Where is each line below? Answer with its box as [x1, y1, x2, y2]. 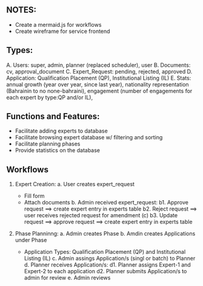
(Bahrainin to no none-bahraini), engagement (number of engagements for [6, 87, 193, 94]
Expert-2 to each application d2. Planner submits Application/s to [24, 268, 187, 275]
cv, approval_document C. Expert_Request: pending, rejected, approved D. [6, 68, 193, 75]
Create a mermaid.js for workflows [15, 21, 102, 28]
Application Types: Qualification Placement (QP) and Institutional [24, 248, 186, 256]
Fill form [24, 192, 45, 200]
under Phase [15, 237, 47, 244]
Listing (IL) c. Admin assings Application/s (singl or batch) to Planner [24, 255, 196, 262]
